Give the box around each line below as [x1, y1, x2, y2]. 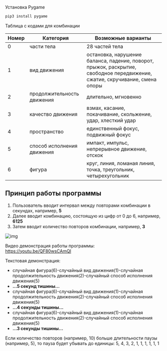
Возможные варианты [94, 34, 152, 41]
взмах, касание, [86, 104, 126, 111]
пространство [29, 128, 64, 135]
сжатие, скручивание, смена [86, 76, 157, 83]
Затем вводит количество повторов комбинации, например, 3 [12, 223, 146, 229]
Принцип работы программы [5, 189, 102, 198]
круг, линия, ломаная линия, [86, 160, 156, 167]
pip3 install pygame [5, 14, 48, 19]
